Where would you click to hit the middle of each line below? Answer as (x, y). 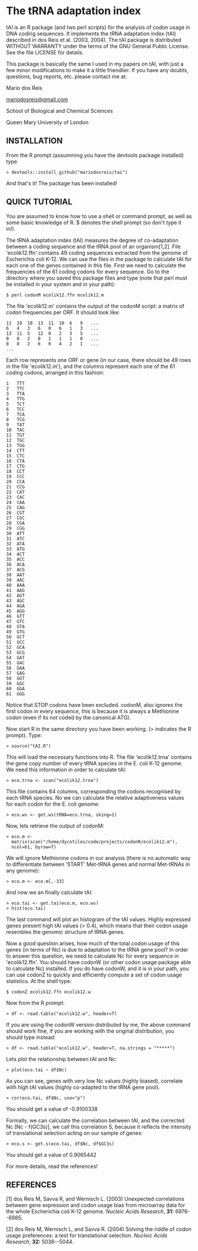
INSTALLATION (34, 141)
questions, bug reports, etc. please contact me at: (67, 76)
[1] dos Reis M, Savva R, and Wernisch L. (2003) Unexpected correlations (95, 1199)
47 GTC (16, 621)
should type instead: (31, 1037)
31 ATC (16, 539)
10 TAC (16, 430)
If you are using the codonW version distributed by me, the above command (98, 1024)
